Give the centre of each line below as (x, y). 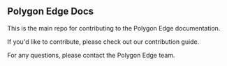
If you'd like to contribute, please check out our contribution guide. (103, 42)
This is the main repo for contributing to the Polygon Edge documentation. (114, 28)
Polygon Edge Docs (51, 11)
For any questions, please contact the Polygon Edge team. (91, 55)
